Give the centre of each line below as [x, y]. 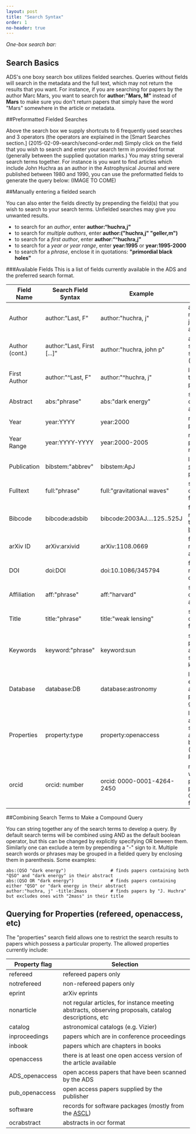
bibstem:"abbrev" [69, 467]
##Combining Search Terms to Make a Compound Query [74, 817]
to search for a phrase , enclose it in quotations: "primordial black [94, 252]
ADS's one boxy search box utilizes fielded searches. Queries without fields [97, 77]
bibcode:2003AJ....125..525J [141, 518]
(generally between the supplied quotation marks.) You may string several [95, 156]
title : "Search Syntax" [35, 17]
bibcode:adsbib [66, 518]
